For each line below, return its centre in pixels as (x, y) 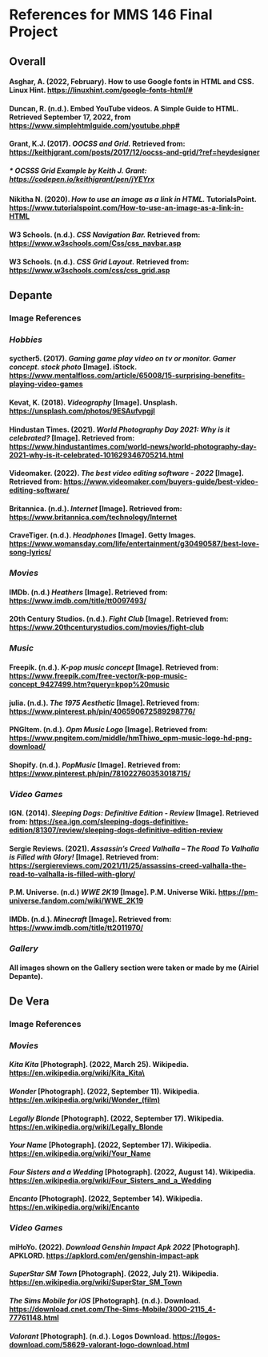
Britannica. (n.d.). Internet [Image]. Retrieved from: (96, 508)
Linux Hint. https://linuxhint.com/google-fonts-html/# (101, 91)
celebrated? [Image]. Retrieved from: (72, 437)
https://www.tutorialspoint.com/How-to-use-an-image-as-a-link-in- (126, 208)
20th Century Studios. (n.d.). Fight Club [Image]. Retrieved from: (119, 619)
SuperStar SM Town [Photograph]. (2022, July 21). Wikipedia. (114, 1274)
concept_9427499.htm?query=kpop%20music (90, 684)
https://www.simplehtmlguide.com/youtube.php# (95, 125)
